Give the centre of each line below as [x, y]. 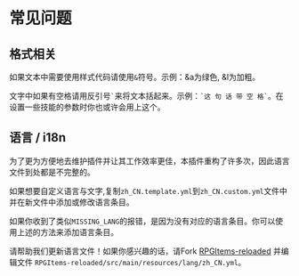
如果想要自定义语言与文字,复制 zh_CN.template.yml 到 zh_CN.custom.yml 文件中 [148, 191]
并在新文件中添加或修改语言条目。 [72, 202]
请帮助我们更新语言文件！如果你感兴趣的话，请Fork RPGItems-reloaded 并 [145, 251]
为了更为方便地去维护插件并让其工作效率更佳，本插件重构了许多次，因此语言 [149, 160]
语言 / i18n [38, 138]
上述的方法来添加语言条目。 [67, 231]
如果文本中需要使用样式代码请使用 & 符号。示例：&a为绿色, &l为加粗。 [135, 77]
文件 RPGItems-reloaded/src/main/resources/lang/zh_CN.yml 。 [131, 262]
